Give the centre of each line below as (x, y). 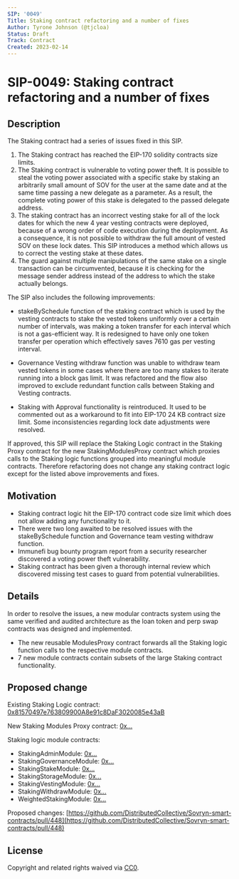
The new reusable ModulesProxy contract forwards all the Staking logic (122, 642)
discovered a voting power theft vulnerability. (84, 559)
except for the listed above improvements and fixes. (84, 474)
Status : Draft (28, 34)
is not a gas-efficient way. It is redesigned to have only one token (113, 334)
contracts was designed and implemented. (70, 629)
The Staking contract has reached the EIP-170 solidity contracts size (118, 155)
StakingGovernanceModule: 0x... (66, 761)
